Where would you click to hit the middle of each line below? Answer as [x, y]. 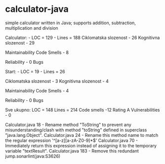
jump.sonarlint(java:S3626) [33, 156]
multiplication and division [32, 28]
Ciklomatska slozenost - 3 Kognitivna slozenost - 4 [57, 81]
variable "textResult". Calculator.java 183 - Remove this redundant [72, 151]
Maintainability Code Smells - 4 [37, 90]
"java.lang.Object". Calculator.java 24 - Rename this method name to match [82, 135]
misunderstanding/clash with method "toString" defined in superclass [76, 130]
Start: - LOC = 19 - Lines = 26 [35, 71]
